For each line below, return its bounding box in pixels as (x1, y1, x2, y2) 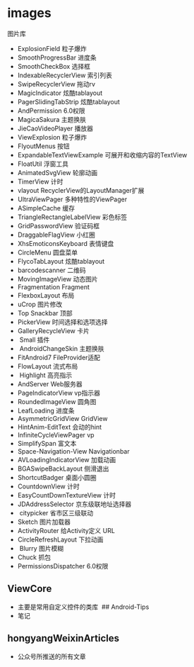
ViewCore (7, 583, 52, 595)
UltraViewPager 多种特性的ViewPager (17, 195, 128, 203)
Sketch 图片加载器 (17, 517, 71, 526)
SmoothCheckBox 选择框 (17, 62, 90, 70)
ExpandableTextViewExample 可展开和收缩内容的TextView (17, 150, 188, 159)
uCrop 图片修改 (17, 300, 63, 308)
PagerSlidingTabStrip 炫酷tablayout (17, 97, 120, 106)
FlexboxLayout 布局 (17, 291, 75, 299)
